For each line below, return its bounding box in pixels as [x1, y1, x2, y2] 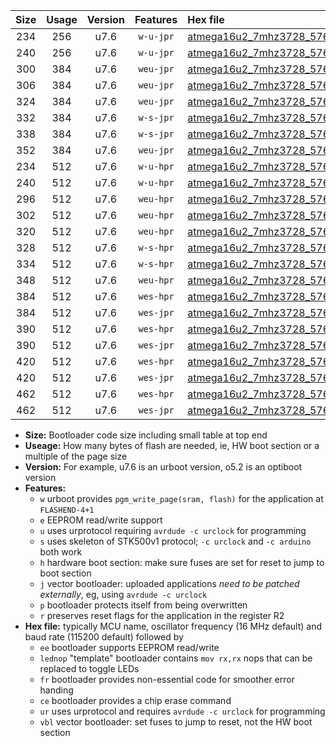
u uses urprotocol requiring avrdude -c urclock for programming [39, 525, 307, 536]
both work [39, 546, 83, 558]
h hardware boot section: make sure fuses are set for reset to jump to [39, 557, 325, 568]
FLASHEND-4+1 [39, 505, 95, 515]
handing [39, 684, 74, 696]
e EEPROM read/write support [39, 514, 163, 526]
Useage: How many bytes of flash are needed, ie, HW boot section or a [24, 440, 320, 451]
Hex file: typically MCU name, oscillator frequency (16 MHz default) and [24, 620, 323, 632]
